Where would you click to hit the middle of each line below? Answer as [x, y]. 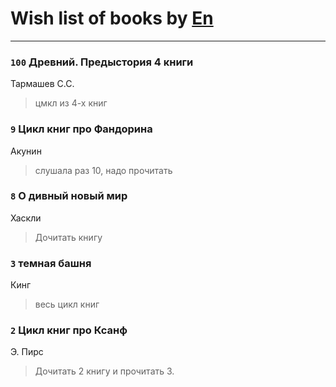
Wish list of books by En [112, 18]
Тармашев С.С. [42, 84]
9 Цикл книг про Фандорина [81, 129]
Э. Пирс [27, 352]
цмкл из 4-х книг [71, 103]
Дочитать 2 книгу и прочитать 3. [104, 371]
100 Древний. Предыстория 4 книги [102, 62]
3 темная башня [51, 263]
